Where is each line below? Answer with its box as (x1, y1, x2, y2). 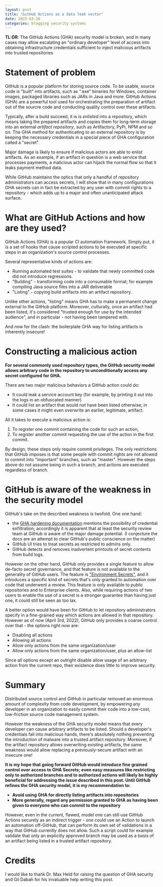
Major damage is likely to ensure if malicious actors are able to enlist (5, 149, 143, 155)
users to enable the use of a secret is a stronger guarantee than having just (5, 592, 156, 598)
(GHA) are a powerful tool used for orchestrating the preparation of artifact (5, 99, 156, 105)
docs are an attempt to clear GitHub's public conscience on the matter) (12, 536, 155, 542)
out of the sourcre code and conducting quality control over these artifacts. (5, 104, 157, 110)
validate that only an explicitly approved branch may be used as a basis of (5, 833, 154, 838)
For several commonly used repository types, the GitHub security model (5, 362, 155, 368)
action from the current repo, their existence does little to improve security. (5, 663, 156, 668)
